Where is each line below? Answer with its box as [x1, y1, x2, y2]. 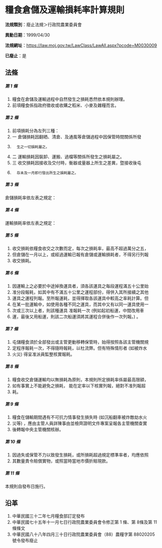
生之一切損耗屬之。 [17, 145, 50, 150]
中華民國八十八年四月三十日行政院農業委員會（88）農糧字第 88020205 [12, 531, 155, 537]
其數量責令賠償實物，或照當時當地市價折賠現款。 [12, 458, 110, 464]
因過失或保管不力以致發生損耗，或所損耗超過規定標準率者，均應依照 [12, 452, 149, 458]
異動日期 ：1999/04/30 [5, 32, 50, 38]
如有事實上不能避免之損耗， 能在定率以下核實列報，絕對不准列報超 [12, 383, 146, 389]
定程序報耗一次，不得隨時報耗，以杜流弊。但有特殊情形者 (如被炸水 [12, 345, 147, 351]
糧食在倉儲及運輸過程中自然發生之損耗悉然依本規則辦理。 [12, 96, 127, 102]
